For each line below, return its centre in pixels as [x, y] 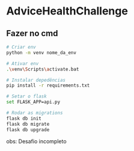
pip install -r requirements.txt [48, 85]
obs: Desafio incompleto [37, 141]
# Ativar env [23, 63]
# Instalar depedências [36, 80]
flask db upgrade [28, 130]
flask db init [24, 119]
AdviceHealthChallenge [67, 11]
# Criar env [21, 47]
